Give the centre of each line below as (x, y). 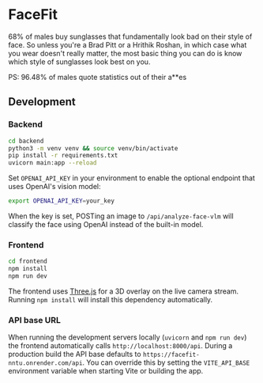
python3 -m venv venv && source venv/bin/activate (93, 148)
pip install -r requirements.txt (63, 156)
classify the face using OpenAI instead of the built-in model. (106, 224)
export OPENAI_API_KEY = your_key (61, 201)
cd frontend (28, 262)
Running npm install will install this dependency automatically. (111, 299)
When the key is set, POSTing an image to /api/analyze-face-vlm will (121, 216)
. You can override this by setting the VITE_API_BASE (166, 362)
